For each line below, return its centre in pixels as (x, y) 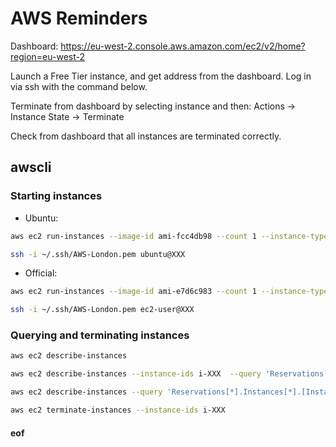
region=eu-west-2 (47, 56)
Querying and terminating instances (100, 335)
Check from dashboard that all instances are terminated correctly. (146, 136)
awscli (31, 167)
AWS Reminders (79, 18)
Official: (41, 273)
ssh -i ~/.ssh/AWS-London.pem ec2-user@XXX (102, 310)
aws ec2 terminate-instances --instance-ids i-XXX (118, 410)
